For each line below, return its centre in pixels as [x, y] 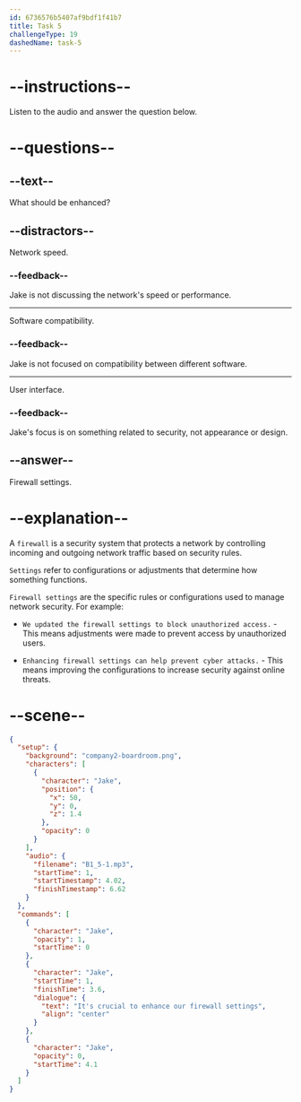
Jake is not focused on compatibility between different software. [129, 363]
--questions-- [62, 148]
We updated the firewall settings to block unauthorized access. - [150, 623]
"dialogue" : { [60, 998]
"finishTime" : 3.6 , [69, 989]
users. [34, 643]
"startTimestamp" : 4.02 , [79, 881]
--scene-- [47, 715]
